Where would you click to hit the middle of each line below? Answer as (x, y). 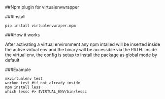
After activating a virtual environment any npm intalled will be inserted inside (83, 44)
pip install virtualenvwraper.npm (41, 26)
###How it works (23, 35)
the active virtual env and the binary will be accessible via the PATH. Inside (81, 49)
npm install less (23, 87)
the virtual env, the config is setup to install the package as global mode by (81, 55)
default (12, 60)
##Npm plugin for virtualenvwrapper (42, 7)
